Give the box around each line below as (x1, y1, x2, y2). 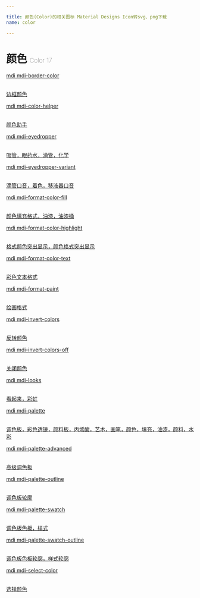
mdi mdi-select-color (6, 567, 58, 574)
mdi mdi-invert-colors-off (6, 346, 69, 354)
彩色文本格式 (6, 273, 37, 281)
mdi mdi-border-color (6, 72, 60, 79)
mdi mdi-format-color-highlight (6, 224, 83, 232)
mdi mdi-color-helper (6, 102, 58, 110)
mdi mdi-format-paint (6, 285, 60, 292)
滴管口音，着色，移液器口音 (6, 182, 74, 189)
